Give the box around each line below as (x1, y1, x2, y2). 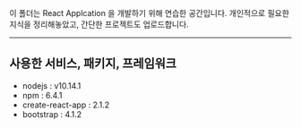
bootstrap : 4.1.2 (21, 108, 82, 119)
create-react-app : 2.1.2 (21, 99, 110, 110)
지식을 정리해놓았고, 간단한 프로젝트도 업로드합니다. (9, 19, 190, 30)
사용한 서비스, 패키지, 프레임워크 (9, 56, 177, 72)
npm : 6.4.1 (21, 90, 63, 100)
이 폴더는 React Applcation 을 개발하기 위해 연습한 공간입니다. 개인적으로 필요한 (9, 8, 289, 18)
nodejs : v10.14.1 (21, 80, 82, 91)
